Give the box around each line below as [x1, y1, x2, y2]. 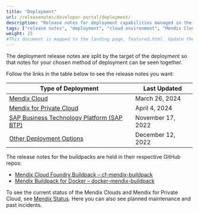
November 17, [135, 114, 176, 122]
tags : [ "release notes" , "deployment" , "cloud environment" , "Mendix [6, 25, 182, 31]
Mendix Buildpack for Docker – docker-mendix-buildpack [14, 177, 155, 184]
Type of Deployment [40, 84, 99, 92]
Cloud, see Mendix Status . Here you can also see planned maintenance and [6, 195, 191, 202]
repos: [6, 159, 22, 167]
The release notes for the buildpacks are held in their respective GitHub [6, 154, 181, 160]
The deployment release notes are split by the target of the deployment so [6, 53, 188, 59]
